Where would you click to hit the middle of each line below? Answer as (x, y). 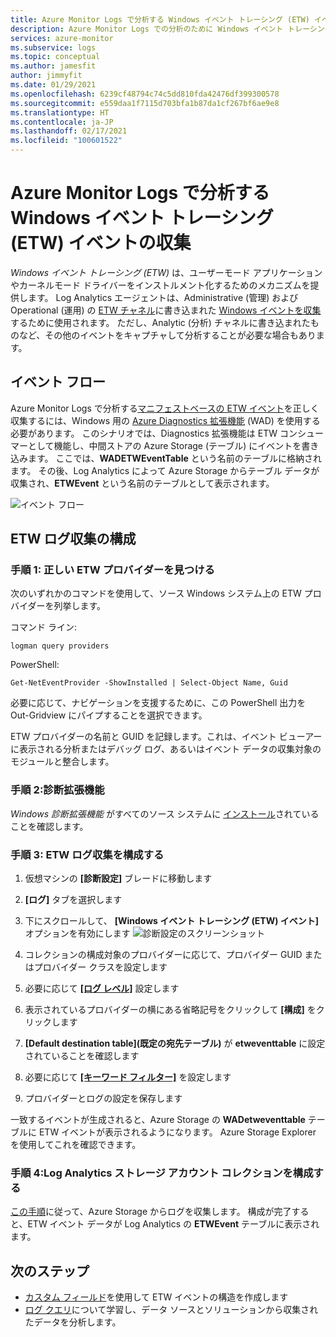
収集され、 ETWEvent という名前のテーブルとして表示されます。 (142, 483)
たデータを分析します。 (73, 1322)
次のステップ (50, 1271)
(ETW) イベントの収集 (101, 243)
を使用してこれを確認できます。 (76, 1145)
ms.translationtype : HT (60, 112)
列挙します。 (80, 606)
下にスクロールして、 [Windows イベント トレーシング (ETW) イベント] (172, 921)
